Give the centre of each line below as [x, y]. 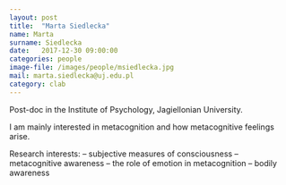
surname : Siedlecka [46, 42]
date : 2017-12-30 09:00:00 [64, 51]
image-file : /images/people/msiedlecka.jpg [92, 68]
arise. [20, 136]
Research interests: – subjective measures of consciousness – [124, 154]
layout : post [34, 17]
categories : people [46, 59]
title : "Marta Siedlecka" [60, 26]
